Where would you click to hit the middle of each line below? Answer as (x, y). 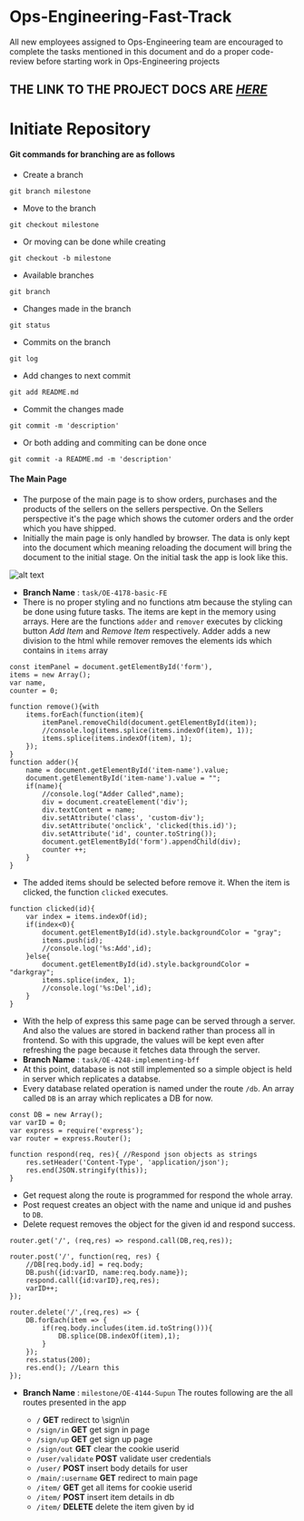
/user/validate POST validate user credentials (123, 1458)
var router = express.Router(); (70, 1138)
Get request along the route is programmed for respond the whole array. (157, 1195)
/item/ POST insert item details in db (105, 1496)
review (22, 61)
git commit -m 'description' (64, 425)
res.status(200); (59, 1359)
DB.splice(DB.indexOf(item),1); (119, 1336)
